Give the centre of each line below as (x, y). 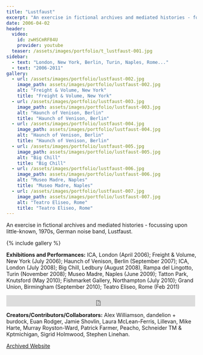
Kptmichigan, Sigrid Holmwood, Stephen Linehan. (68, 335)
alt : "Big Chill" (39, 157)
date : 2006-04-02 (28, 23)
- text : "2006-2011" (37, 68)
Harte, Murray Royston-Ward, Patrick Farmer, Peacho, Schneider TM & (94, 328)
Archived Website (28, 346)
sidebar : (17, 57)
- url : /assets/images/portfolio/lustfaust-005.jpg (78, 146)
